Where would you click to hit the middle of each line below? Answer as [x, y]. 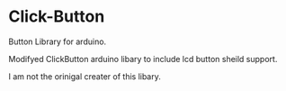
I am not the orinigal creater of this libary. [85, 76]
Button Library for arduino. [58, 41]
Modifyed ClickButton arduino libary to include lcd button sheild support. [143, 59]
